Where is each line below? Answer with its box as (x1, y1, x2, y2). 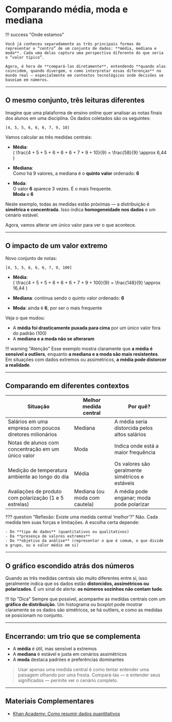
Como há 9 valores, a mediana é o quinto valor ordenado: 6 (12, 170, 139, 176)
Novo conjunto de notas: (5, 255, 57, 261)
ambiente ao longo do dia (8, 473, 69, 480)
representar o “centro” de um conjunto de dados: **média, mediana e (5, 46, 157, 51)
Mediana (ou (74, 488, 105, 495)
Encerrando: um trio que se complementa (5, 632, 141, 640)
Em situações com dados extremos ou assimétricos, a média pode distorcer (5, 356, 167, 363)
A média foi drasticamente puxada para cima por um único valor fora (12, 325, 161, 331)
